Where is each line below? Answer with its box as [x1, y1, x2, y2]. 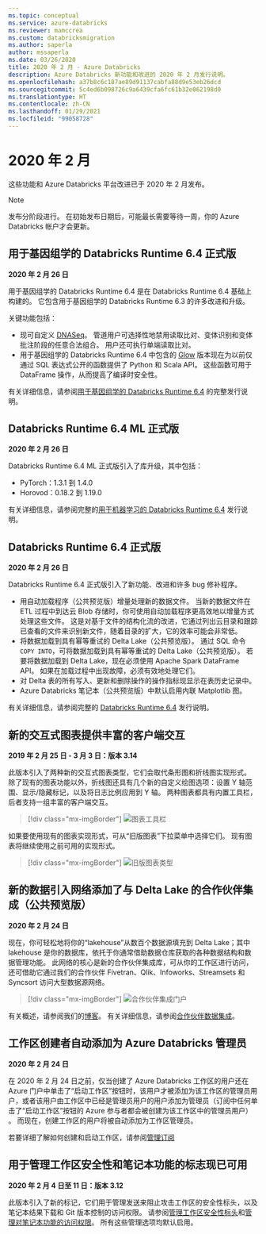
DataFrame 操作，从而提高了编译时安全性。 [19, 370, 162, 379]
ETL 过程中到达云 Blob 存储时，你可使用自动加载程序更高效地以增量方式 [19, 606, 255, 616]
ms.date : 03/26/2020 [8, 56, 77, 64]
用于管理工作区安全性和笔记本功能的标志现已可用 [8, 1158, 248, 1171]
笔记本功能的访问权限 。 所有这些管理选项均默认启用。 [21, 1217, 198, 1227]
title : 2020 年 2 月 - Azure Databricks [8, 63, 141, 71]
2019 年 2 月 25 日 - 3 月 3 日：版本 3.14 [8, 751, 138, 760]
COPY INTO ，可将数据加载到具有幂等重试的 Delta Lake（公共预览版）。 [19, 646, 245, 655]
